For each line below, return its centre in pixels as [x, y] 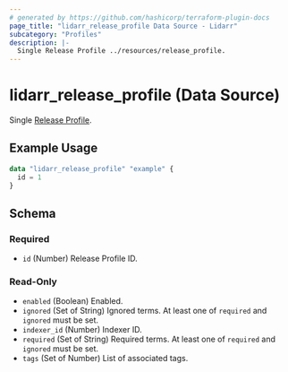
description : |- [39, 43]
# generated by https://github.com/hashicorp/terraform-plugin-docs [140, 17]
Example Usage [54, 148]
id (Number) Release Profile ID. [80, 259]
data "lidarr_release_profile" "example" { [92, 169]
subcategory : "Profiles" [55, 34]
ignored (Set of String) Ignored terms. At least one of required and [144, 311]
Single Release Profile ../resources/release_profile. [122, 51]
